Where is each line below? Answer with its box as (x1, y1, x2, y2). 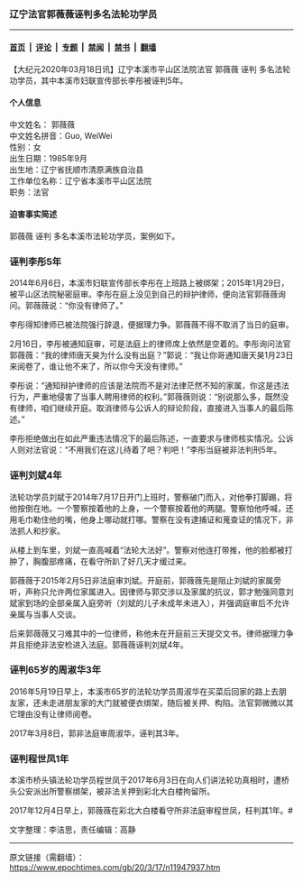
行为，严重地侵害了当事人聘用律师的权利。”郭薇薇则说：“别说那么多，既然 (9, 391, 281, 402)
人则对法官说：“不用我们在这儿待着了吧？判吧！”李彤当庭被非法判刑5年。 (9, 445, 282, 455)
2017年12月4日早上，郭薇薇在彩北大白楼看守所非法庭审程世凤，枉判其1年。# (9, 805, 293, 816)
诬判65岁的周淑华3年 (9, 664, 102, 676)
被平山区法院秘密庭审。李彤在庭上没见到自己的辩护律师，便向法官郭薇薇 (9, 289, 278, 299)
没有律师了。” (76, 300, 124, 311)
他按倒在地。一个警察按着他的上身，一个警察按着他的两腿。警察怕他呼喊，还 (9, 502, 294, 513)
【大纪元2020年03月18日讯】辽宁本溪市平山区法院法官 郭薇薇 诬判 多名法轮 (9, 63, 291, 74)
